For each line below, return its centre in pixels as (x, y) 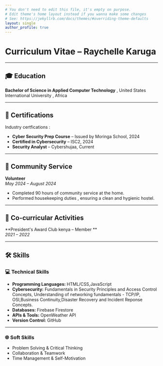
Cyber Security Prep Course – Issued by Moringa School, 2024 (76, 136)
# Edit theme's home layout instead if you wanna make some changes (76, 14)
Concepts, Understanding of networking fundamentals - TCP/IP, (76, 294)
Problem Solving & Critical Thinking (47, 348)
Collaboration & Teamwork (39, 353)
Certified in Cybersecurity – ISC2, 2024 (53, 141)
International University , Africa (36, 95)
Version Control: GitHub (37, 320)
